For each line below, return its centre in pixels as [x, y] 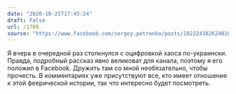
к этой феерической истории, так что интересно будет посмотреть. [109, 83]
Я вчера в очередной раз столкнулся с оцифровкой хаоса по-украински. [117, 53]
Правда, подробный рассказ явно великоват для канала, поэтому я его [115, 61]
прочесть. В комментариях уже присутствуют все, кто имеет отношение [117, 76]
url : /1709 [23, 27]
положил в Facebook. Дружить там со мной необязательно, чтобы [107, 68]
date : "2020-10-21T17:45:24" [50, 14]
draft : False [26, 20]
